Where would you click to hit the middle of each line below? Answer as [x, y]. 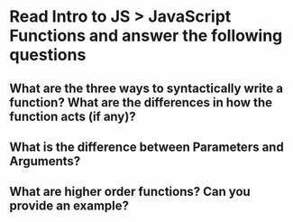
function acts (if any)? [73, 116]
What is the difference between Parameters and [146, 147]
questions [48, 55]
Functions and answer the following [146, 36]
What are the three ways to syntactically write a [146, 88]
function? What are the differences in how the [141, 102]
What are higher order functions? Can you [130, 192]
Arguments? [45, 161]
